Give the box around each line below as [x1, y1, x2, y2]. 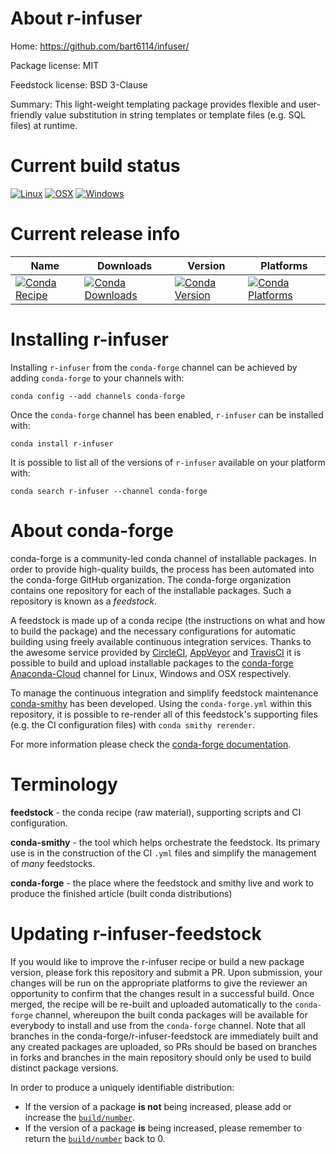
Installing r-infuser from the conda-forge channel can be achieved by [10, 361, 298, 373]
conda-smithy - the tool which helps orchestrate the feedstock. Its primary [10, 836, 321, 848]
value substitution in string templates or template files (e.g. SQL [44, 108, 307, 121]
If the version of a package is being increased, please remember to [24, 1122, 302, 1134]
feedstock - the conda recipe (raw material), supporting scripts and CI [10, 806, 302, 818]
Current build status [10, 155, 181, 177]
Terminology [10, 773, 118, 796]
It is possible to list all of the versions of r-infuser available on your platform [10, 456, 326, 468]
